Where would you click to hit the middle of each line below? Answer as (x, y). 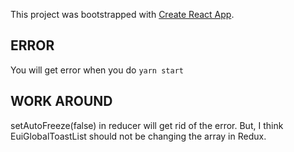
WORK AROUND (61, 101)
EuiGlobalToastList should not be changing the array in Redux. (138, 136)
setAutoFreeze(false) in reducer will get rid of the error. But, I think (147, 125)
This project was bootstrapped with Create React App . (122, 14)
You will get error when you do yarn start (97, 70)
